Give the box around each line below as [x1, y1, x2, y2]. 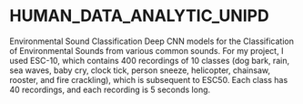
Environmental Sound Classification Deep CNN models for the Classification [9, 36, 294, 47]
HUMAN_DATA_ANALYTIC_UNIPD [9, 5, 270, 26]
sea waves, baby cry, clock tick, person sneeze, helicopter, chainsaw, [9, 65, 271, 76]
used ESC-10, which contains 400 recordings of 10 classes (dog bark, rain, [9, 55, 289, 66]
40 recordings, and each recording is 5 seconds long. [9, 84, 211, 95]
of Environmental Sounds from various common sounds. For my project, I [9, 45, 284, 56]
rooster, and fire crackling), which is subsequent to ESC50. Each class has [9, 74, 288, 85]
